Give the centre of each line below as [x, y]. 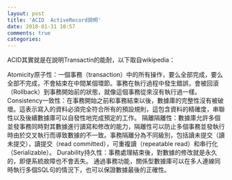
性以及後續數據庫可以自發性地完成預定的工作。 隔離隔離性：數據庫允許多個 [114, 118]
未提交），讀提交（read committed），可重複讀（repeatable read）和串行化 [113, 144]
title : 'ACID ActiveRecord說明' [54, 20]
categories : [24, 39]
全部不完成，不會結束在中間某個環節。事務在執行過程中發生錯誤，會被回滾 [113, 83]
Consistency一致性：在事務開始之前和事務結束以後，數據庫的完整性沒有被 [113, 100]
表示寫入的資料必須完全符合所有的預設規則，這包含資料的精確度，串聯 [125, 109]
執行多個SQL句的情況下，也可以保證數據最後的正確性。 [91, 170]
